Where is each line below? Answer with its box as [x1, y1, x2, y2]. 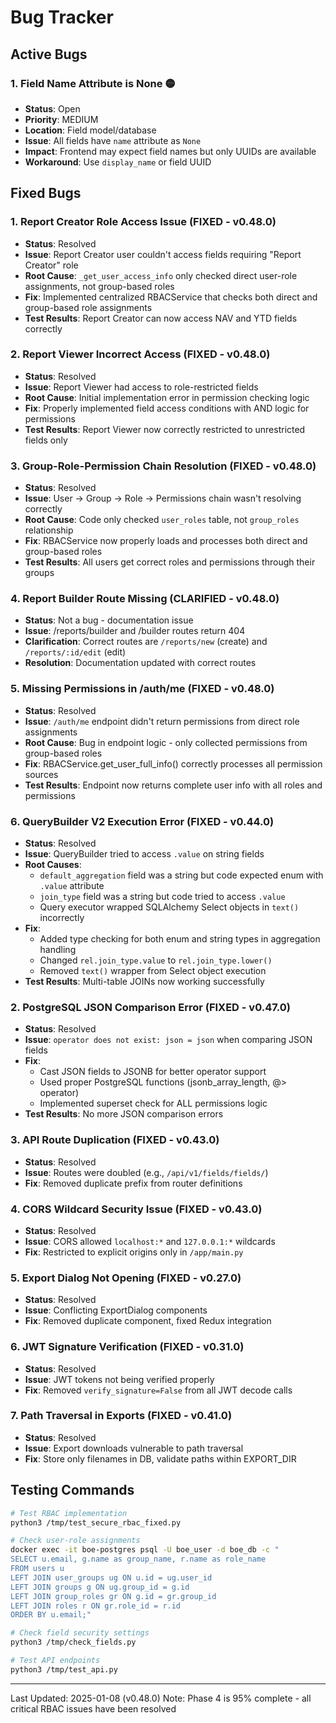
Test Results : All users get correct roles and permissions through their [24, 556, 316, 568]
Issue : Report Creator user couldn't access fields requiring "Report [24, 248, 302, 260]
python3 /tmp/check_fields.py [10, 1637, 137, 1648]
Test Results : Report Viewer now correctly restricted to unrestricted [24, 423, 306, 435]
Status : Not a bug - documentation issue [24, 614, 194, 626]
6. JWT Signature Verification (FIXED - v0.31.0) [10, 1340, 245, 1354]
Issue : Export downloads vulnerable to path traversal [24, 1442, 244, 1454]
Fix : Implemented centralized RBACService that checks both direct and [24, 291, 318, 303]
